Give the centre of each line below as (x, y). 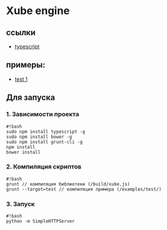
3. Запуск (21, 204)
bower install (24, 152)
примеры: (26, 65)
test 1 (21, 79)
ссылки (21, 33)
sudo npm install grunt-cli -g (44, 142)
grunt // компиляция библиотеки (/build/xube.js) (68, 184)
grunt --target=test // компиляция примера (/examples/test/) (84, 189)
